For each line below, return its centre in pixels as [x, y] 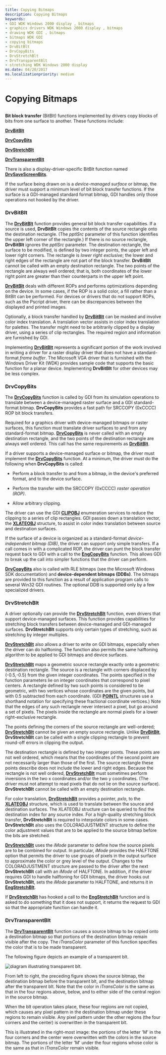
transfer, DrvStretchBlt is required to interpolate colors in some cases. [77, 820]
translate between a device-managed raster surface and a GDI [69, 403]
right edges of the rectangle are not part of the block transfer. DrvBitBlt [78, 260]
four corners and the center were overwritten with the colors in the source [81, 1037]
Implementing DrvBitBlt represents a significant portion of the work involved [83, 347]
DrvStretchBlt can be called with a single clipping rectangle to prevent [77, 738]
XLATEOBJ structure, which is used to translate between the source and [79, 804]
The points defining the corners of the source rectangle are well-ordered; [80, 727]
